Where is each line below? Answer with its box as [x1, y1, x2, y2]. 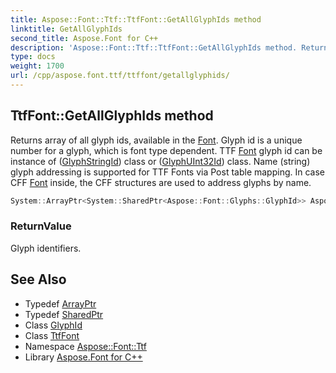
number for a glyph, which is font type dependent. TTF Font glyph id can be [10, 144, 323, 156]
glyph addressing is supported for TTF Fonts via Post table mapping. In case [10, 166, 326, 178]
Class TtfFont [24, 329, 80, 341]
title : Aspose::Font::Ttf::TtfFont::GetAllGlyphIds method [10, 14, 262, 25]
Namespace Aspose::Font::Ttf [24, 340, 147, 352]
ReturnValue [10, 219, 72, 233]
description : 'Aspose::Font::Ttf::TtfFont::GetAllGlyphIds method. [10, 42, 298, 53]
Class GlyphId [24, 319, 83, 331]
